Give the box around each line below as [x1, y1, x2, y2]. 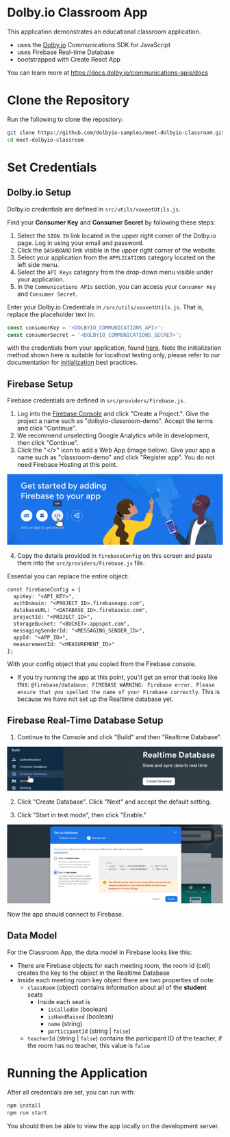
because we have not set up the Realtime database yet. [16, 695, 174, 703]
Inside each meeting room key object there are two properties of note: [16, 975, 216, 984]
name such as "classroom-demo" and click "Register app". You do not [16, 453, 215, 461]
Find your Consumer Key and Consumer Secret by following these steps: [7, 218, 216, 227]
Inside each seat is [37, 997, 91, 1006]
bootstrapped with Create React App [16, 55, 121, 63]
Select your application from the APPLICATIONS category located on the [16, 253, 216, 261]
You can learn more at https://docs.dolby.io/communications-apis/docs [7, 68, 209, 77]
